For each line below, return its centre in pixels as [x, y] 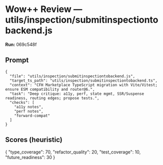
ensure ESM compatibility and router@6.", [50, 89]
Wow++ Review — [44, 9]
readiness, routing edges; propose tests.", [52, 98]
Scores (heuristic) [34, 140]
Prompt [17, 60]
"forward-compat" [32, 116]
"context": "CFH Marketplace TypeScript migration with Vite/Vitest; [83, 85]
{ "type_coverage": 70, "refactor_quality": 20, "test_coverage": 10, [73, 152]
